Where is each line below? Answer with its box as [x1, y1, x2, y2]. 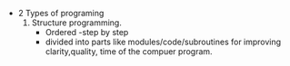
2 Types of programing [17, 8, 105, 18]
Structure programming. [31, 17, 123, 28]
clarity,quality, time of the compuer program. [45, 46, 213, 57]
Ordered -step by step [45, 27, 129, 37]
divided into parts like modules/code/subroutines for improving [45, 36, 282, 47]
